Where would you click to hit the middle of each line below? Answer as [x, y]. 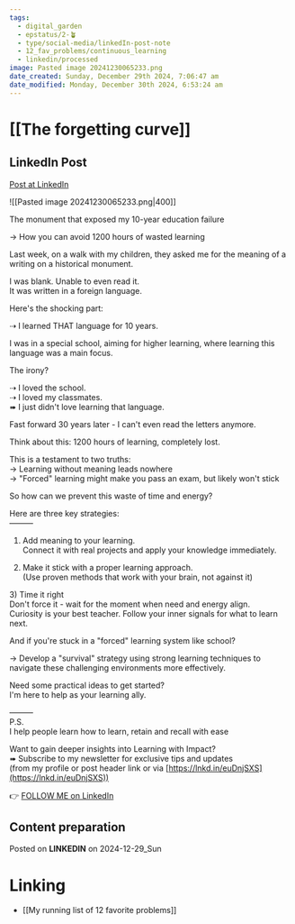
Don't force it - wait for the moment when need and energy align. [130, 604]
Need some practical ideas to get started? [87, 685]
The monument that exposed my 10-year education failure [117, 219]
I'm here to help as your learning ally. [78, 694]
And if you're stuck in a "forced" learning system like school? [122, 640]
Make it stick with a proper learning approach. [107, 567]
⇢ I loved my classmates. [56, 397]
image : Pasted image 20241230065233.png [86, 69]
